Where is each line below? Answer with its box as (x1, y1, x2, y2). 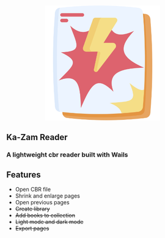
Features (6, 169, 41, 180)
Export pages (15, 225, 50, 232)
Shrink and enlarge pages (15, 192, 81, 199)
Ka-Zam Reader (6, 132, 68, 143)
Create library (15, 205, 50, 213)
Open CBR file (15, 186, 51, 193)
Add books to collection (15, 212, 75, 219)
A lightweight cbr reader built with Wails (6, 151, 128, 159)
